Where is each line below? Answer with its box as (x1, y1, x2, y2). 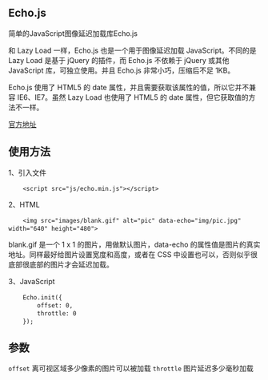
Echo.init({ (22, 293, 62, 302)
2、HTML (8, 200, 40, 209)
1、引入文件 (8, 168, 46, 177)
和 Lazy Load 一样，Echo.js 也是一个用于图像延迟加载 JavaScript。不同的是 (8, 46, 258, 55)
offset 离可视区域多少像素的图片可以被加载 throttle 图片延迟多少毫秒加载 (8, 363, 254, 374)
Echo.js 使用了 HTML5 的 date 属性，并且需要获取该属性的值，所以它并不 (8, 82, 250, 92)
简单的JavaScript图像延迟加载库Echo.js (8, 28, 138, 38)
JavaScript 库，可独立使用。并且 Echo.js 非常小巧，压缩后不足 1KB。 (8, 65, 235, 75)
